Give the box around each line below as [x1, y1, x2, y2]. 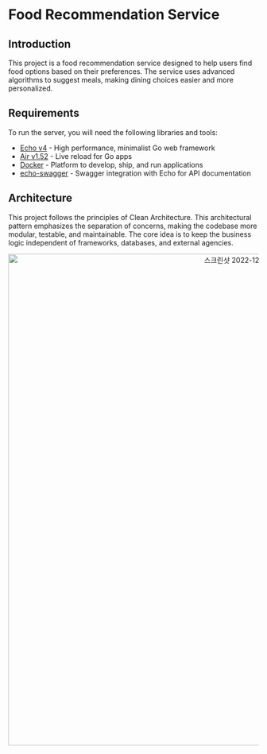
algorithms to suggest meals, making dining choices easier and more [8, 75, 234, 84]
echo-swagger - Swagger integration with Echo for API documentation [19, 168, 252, 178]
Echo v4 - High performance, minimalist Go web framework [19, 143, 216, 153]
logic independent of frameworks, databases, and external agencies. [8, 238, 234, 247]
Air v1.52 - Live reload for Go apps [19, 151, 133, 160]
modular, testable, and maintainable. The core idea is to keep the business [8, 229, 252, 239]
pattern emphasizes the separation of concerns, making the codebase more [8, 221, 257, 230]
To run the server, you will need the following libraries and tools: [8, 127, 219, 137]
